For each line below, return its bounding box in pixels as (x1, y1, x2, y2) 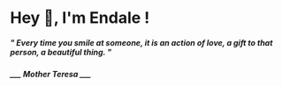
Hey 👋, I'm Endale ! (10, 8, 150, 28)
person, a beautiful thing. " (10, 47, 112, 57)
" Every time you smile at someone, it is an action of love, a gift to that (10, 37, 273, 47)
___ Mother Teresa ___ (10, 69, 92, 80)
